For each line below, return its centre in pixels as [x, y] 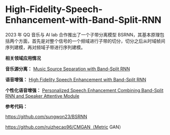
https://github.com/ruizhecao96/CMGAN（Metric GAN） [64, 127]
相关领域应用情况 [23, 58]
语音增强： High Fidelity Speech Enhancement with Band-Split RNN [76, 79]
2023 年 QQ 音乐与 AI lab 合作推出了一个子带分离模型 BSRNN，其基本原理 [83, 34]
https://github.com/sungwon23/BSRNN [46, 116]
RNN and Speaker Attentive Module [42, 96]
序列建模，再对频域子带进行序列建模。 [45, 47]
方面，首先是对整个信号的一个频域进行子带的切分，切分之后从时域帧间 [92, 41]
